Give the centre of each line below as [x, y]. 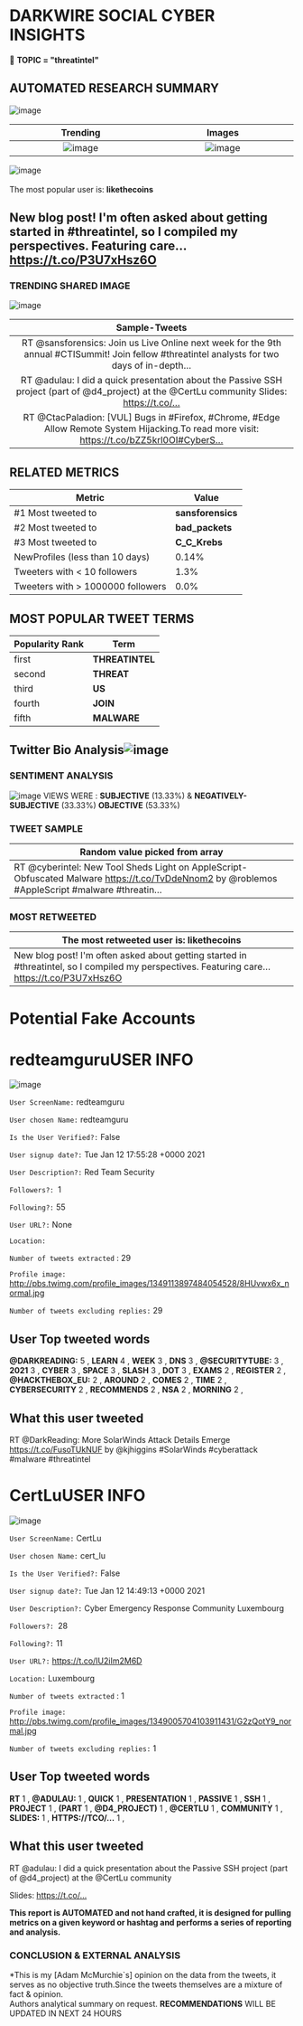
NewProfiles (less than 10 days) [82, 557]
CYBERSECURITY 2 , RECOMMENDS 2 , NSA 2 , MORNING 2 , [126, 1390]
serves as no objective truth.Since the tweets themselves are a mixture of [146, 1984]
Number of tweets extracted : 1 [67, 1696]
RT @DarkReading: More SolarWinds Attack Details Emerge [120, 1440]
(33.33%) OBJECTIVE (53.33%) [120, 805]
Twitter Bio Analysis [67, 750]
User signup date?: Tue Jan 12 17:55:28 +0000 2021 [107, 1154]
